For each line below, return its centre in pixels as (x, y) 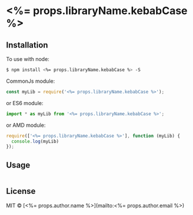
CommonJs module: (31, 81)
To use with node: (28, 59)
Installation (27, 45)
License (21, 191)
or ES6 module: (25, 103)
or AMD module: (26, 125)
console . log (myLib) (35, 141)
